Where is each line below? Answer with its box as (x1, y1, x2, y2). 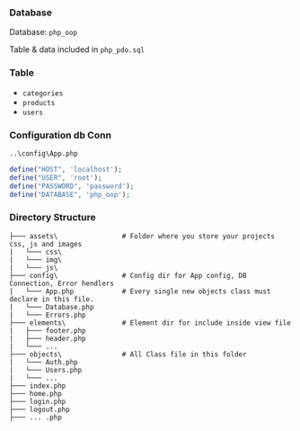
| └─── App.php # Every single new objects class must (9, 286, 271, 296)
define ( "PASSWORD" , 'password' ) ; (9, 182, 135, 191)
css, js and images (9, 239, 83, 248)
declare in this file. (9, 294, 94, 303)
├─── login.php (9, 397, 66, 406)
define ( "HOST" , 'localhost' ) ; (9, 165, 123, 174)
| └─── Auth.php (9, 357, 78, 366)
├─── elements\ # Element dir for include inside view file (9, 318, 292, 328)
